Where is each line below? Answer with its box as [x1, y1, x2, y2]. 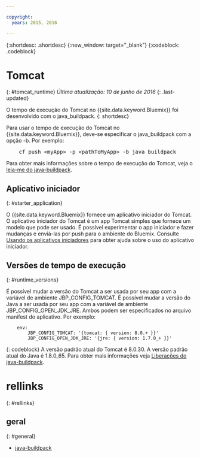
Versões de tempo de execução [6, 260, 127, 270]
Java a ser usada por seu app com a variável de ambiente [6, 301, 148, 308]
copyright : [6, 14, 33, 20]
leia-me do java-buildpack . [6, 166, 73, 174]
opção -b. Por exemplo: [6, 137, 64, 144]
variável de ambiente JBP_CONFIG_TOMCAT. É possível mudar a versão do [6, 294, 191, 301]
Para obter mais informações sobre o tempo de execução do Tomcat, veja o [6, 160, 193, 167]
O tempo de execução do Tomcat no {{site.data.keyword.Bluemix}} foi [6, 106, 179, 114]
